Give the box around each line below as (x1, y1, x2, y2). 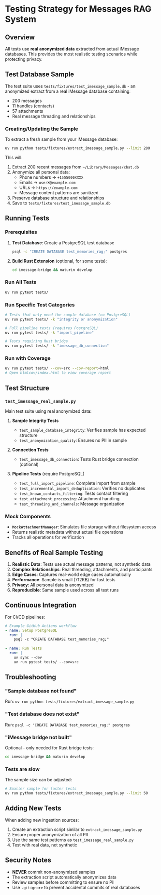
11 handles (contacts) (12, 103, 55, 109)
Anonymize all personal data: (12, 169, 70, 175)
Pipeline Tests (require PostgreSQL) (12, 471, 85, 476)
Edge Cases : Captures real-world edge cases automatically (12, 572, 132, 577)
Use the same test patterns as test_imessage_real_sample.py (12, 837, 134, 843)
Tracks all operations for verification (12, 534, 85, 540)
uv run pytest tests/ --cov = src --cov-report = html (5, 366, 109, 371)
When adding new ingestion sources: (5, 817, 79, 823)
